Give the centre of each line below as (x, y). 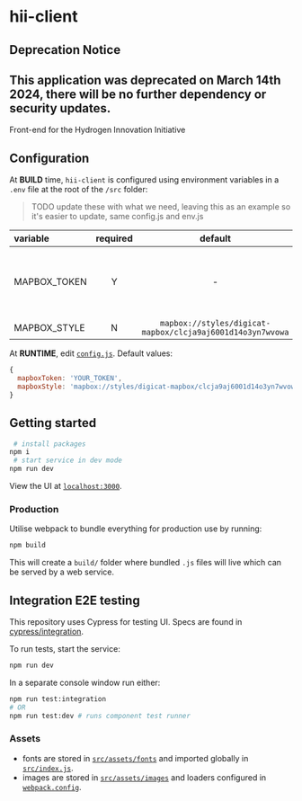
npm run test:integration (58, 699)
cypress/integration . (46, 632)
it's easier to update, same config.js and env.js (117, 217)
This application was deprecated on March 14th (145, 80)
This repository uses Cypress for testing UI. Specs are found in (126, 622)
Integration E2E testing (75, 600)
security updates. (60, 108)
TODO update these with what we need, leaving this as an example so (161, 207)
